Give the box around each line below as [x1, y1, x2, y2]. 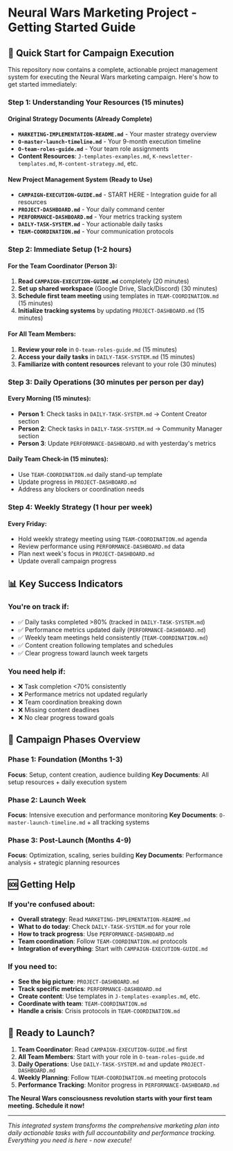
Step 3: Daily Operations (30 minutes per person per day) [8, 377, 205, 387]
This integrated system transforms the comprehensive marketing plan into [8, 1121, 220, 1130]
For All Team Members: [8, 330, 77, 338]
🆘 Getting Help [8, 878, 75, 890]
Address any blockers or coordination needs [17, 484, 145, 493]
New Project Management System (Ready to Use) [8, 175, 153, 183]
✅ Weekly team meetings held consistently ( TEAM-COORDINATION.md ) [17, 633, 208, 642]
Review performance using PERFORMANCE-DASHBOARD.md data [17, 542, 185, 551]
